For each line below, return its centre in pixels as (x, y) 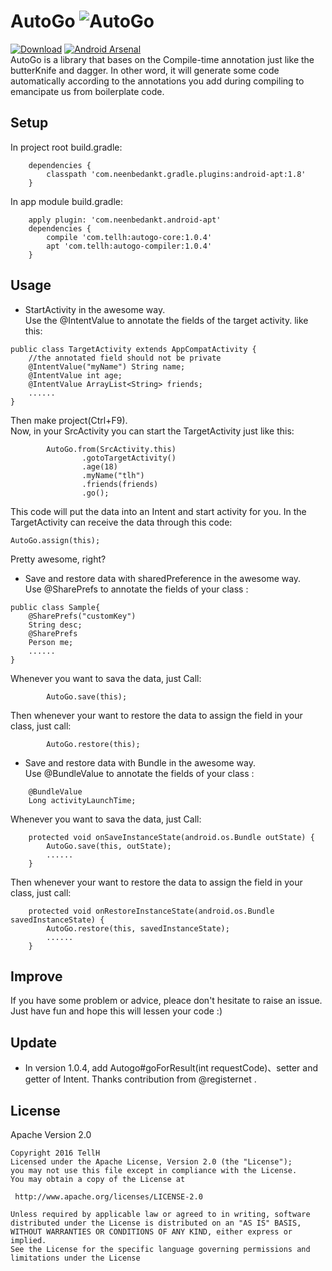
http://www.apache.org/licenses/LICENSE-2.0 (108, 1197)
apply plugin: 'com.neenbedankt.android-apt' (125, 220)
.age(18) (99, 466)
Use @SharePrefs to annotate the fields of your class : (136, 589)
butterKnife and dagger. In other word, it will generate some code (145, 70)
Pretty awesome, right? (58, 559)
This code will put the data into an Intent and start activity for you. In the (158, 511)
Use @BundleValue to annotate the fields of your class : (139, 773)
